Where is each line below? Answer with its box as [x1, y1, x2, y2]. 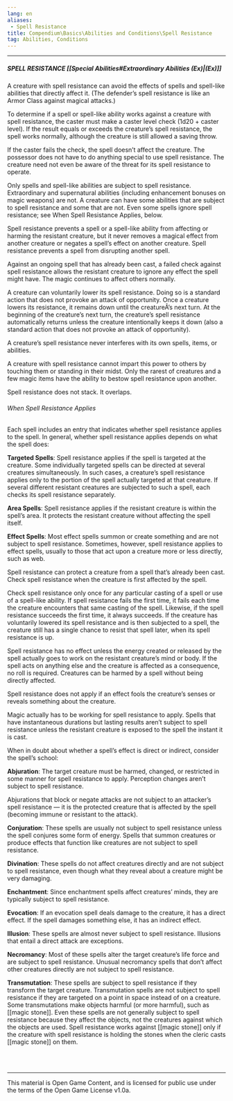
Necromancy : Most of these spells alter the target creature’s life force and [7, 951, 220, 959]
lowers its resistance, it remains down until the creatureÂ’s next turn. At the [7, 303, 221, 312]
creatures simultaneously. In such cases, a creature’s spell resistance [7, 468, 205, 477]
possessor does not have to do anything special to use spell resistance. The [7, 153, 225, 161]
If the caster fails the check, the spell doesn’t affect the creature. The [7, 145, 205, 154]
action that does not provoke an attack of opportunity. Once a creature [7, 296, 209, 304]
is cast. [7, 733, 28, 741]
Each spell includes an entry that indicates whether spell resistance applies [7, 425, 222, 434]
